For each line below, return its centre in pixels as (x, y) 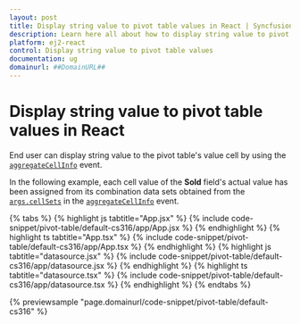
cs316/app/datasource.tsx (57, 284)
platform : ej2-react (48, 42)
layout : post (33, 17)
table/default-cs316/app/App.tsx (69, 246)
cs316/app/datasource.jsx (57, 265)
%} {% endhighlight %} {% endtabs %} (179, 284)
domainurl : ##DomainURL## (57, 68)
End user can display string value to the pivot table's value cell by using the (148, 155)
